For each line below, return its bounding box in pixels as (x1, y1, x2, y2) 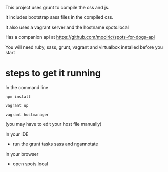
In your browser (5, 150, 39, 157)
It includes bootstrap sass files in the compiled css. (5, 14, 114, 20)
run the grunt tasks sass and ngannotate (12, 141, 98, 147)
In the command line (5, 84, 49, 90)
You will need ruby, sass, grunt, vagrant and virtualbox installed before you (5, 44, 163, 50)
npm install (5, 94, 31, 99)
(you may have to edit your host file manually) (5, 121, 102, 127)
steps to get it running (5, 68, 101, 79)
